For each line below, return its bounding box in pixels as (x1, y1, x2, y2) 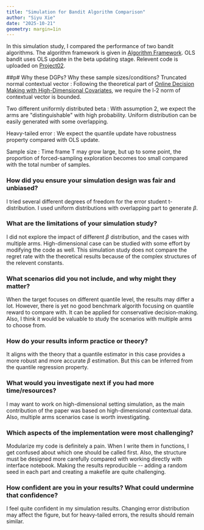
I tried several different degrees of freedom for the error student (6, 197, 167, 205)
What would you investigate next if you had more (6, 379, 154, 387)
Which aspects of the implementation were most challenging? (6, 428, 194, 437)
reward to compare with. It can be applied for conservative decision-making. (6, 309, 199, 316)
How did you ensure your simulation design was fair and (6, 176, 176, 185)
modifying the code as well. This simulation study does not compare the (6, 246, 188, 253)
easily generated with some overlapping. (6, 118, 108, 125)
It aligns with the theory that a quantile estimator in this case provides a (6, 351, 186, 358)
